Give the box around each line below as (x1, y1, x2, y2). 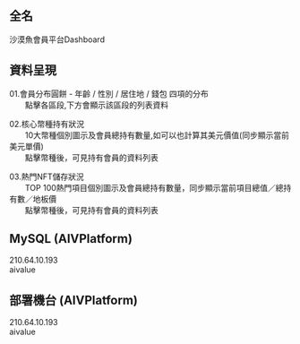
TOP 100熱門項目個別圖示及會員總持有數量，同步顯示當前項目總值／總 (24, 182, 284, 193)
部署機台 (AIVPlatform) (9, 292, 139, 307)
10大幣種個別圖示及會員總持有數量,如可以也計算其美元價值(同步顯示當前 (24, 129, 289, 141)
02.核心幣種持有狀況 (9, 118, 85, 129)
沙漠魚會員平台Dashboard (9, 34, 106, 45)
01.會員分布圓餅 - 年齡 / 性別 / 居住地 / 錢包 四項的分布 (9, 88, 209, 99)
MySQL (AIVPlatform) (9, 231, 133, 246)
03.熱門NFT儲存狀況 (9, 171, 85, 182)
